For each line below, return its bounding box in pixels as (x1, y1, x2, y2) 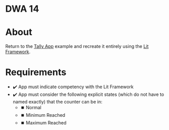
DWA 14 (5, 3, 39, 15)
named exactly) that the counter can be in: (12, 99, 102, 105)
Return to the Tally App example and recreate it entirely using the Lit (5, 43, 149, 49)
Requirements (5, 67, 67, 78)
